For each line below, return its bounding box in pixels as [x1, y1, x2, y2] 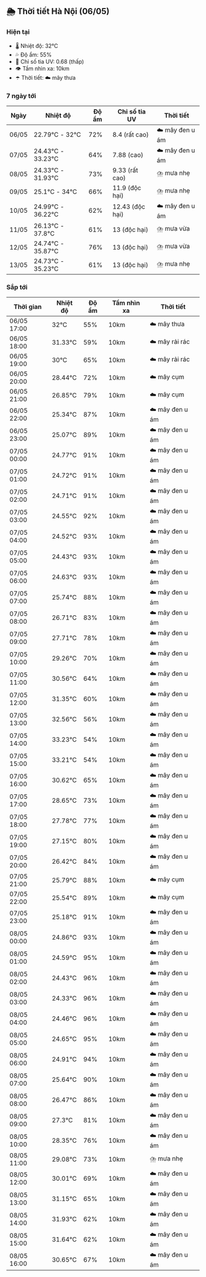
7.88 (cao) [112, 151, 144, 159]
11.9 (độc [112, 183, 142, 192]
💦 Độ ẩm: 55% [15, 51, 52, 58]
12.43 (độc [112, 202, 145, 211]
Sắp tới [6, 283, 28, 291]
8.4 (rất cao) [112, 131, 149, 139]
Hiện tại [6, 28, 30, 36]
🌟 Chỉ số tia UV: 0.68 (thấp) [15, 58, 85, 65]
